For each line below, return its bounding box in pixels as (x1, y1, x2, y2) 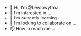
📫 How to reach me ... (9, 26, 55, 31)
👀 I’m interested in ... (9, 10, 52, 16)
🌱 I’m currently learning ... (9, 15, 62, 20)
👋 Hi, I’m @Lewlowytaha (9, 5, 59, 10)
